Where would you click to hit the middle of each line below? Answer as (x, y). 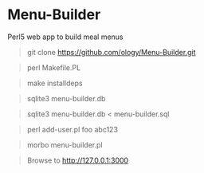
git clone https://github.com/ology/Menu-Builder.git (111, 52)
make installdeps (55, 83)
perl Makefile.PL (54, 67)
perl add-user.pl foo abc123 (73, 129)
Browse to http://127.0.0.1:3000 (78, 160)
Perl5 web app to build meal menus (66, 37)
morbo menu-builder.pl (65, 144)
